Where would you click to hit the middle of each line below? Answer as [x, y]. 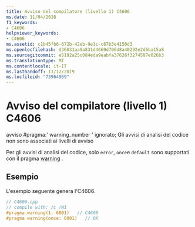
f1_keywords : [22, 22]
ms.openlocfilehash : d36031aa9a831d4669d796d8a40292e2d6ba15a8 [85, 50]
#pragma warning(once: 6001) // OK [52, 218]
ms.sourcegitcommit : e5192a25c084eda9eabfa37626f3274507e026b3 [85, 55]
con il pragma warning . [35, 158]
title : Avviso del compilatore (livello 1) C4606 [68, 11]
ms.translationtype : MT [35, 60]
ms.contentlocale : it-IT [36, 66]
